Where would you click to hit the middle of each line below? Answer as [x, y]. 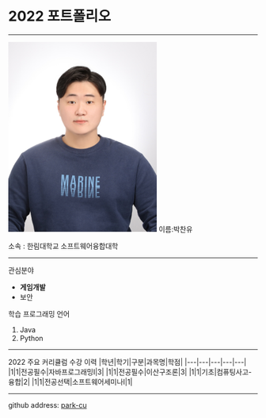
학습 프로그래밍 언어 [39, 313]
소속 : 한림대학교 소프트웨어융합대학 [63, 246]
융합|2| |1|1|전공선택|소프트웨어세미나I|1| [70, 382]
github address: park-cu [47, 405]
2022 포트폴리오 [60, 16]
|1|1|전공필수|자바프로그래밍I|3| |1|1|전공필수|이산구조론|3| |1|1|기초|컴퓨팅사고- [130, 372]
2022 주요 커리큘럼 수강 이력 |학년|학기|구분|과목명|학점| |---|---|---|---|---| [127, 362]
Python [31, 338]
